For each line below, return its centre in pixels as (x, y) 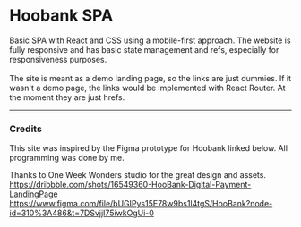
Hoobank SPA (61, 16)
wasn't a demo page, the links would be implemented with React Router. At (147, 88)
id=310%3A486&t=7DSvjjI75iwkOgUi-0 (82, 213)
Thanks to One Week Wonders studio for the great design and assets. (138, 175)
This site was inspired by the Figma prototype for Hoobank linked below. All (149, 148)
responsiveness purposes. (58, 59)
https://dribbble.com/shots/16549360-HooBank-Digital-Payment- (130, 185)
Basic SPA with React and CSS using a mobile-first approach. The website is (150, 40)
